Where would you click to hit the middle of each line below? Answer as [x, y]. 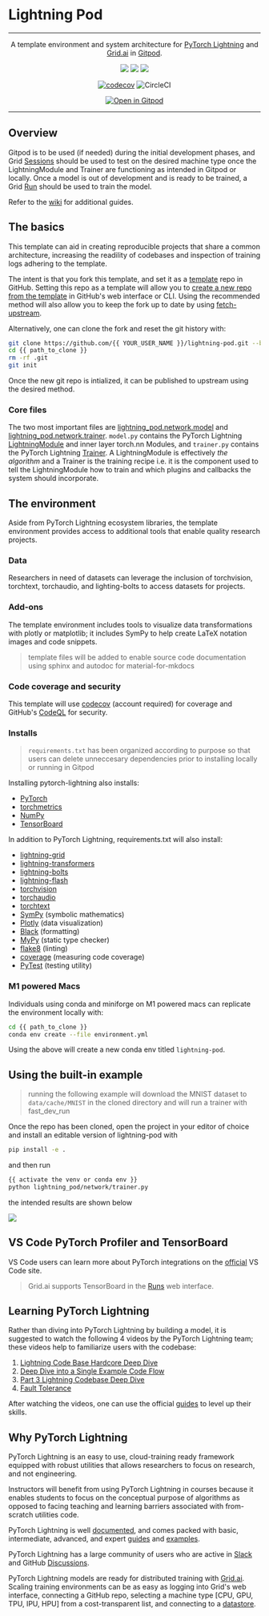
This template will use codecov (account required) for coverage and [120, 704]
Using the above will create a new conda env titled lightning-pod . [117, 1049]
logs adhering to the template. [58, 263]
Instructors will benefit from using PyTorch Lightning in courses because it [131, 1490]
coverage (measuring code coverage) [82, 957]
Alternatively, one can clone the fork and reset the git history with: [117, 328]
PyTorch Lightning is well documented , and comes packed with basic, [123, 1530]
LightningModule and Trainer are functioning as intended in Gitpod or [122, 169]
